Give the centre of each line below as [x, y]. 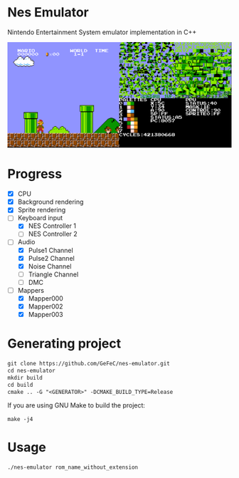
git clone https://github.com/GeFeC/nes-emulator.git [89, 364]
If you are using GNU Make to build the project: [76, 405]
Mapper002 [46, 306]
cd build [20, 385]
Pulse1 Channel [51, 250]
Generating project [64, 344]
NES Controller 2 [53, 234]
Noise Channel [50, 266]
